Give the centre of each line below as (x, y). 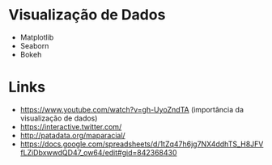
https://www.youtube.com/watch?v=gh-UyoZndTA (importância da (132, 109)
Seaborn (34, 45)
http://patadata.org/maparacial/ (72, 135)
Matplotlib (37, 37)
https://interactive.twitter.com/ (71, 126)
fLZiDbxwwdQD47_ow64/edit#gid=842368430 (98, 152)
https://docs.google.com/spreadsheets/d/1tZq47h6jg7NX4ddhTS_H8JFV (142, 144)
